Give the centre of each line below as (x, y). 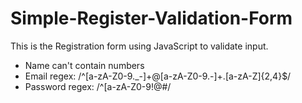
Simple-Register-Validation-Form (151, 18)
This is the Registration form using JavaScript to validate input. (139, 46)
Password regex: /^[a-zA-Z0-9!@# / (98, 86)
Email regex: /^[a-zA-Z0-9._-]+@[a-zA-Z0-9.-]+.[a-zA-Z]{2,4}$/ (158, 76)
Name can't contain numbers (84, 65)
